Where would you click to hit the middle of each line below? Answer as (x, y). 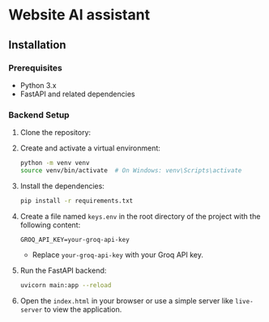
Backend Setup (39, 115)
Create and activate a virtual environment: (90, 148)
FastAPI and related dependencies (77, 94)
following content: (50, 225)
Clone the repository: (56, 133)
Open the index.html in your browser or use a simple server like (126, 300)
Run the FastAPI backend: (63, 270)
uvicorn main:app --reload (66, 285)
